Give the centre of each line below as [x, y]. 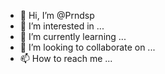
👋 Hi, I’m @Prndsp [57, 15]
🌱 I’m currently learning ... [73, 36]
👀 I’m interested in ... [62, 26]
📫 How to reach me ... [66, 58]
